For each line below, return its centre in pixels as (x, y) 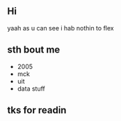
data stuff (31, 89)
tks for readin (37, 110)
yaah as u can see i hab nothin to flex (60, 28)
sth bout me (34, 50)
